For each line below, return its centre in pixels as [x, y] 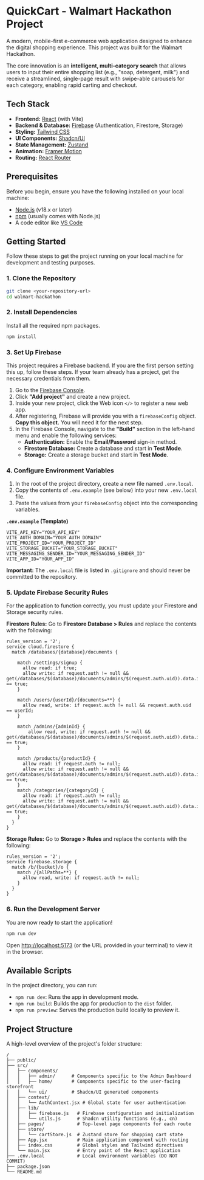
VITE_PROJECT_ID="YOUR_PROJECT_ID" [51, 543]
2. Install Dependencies [42, 312]
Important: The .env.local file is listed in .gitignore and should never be [98, 570]
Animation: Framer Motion [48, 151]
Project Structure [39, 1029]
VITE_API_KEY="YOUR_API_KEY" [43, 533]
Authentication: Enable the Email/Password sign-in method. [100, 441]
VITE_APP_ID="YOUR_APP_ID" [40, 559]
